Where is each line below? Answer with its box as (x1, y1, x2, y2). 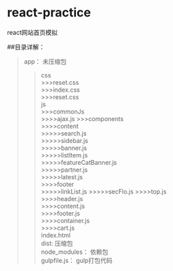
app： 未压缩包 (23, 57, 67, 66)
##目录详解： (7, 42, 45, 51)
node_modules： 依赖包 (40, 248, 109, 256)
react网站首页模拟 (7, 28, 58, 36)
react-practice (7, 5, 91, 21)
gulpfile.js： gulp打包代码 (40, 256, 113, 264)
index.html (40, 231, 70, 239)
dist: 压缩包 (40, 239, 73, 247)
